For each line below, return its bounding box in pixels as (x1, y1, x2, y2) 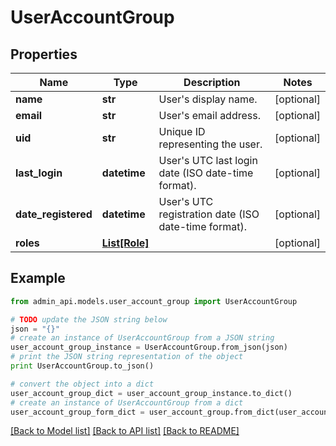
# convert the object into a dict (10, 379, 155, 389)
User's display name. (158, 92, 258, 106)
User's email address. (158, 109, 261, 122)
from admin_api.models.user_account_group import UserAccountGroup (10, 296, 298, 306)
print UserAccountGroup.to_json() (10, 361, 155, 371)
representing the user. (158, 137, 263, 151)
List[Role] (101, 236, 150, 250)
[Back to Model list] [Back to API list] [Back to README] (10, 425, 240, 437)
